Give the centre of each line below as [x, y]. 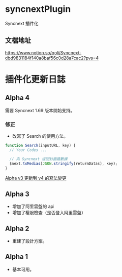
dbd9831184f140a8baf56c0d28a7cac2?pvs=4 [52, 58]
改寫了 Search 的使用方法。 [40, 136]
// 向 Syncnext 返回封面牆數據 [39, 159]
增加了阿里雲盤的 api [33, 206]
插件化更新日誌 [35, 79]
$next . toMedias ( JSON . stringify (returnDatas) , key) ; [64, 163]
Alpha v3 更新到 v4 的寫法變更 [36, 178]
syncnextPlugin [38, 9]
